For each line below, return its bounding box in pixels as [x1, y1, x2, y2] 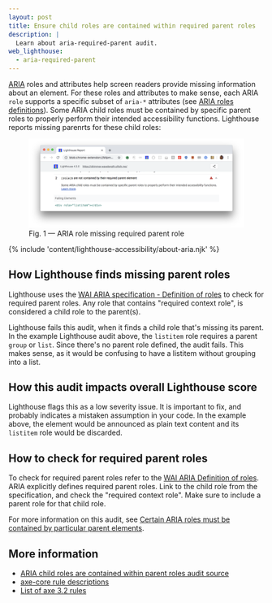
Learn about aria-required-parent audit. [15, 39, 158, 47]
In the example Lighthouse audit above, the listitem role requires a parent [8, 331, 258, 341]
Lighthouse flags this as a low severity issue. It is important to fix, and [8, 402, 242, 412]
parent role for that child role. [8, 499, 106, 509]
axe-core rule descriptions [19, 577, 110, 587]
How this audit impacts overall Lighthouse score [8, 380, 257, 394]
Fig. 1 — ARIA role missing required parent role [28, 228, 185, 238]
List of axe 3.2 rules [19, 585, 87, 595]
